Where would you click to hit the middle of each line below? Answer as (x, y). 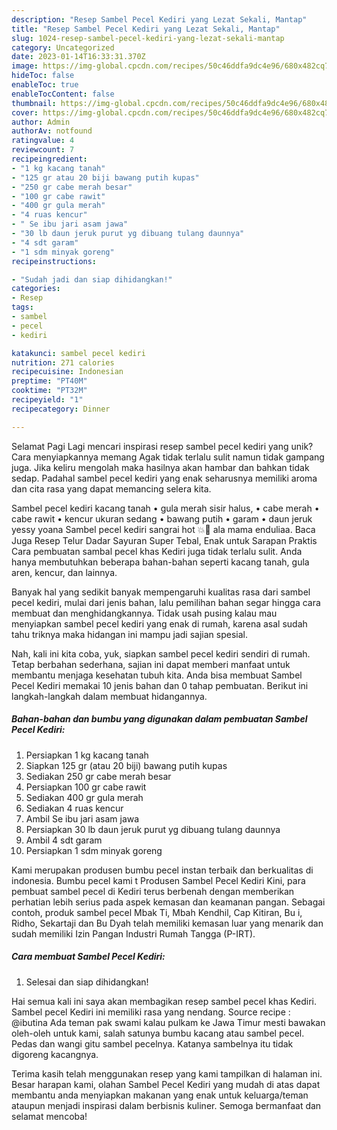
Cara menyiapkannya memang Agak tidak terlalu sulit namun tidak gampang (168, 457)
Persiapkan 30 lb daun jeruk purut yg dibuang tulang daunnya (153, 829)
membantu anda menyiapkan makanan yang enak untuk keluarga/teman (160, 1095)
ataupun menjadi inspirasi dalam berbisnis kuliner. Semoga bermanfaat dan (166, 1105)
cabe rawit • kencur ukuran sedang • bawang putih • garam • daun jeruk (162, 518)
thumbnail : (34, 103)
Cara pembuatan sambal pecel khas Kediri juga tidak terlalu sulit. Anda (157, 551)
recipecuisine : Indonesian (67, 372)
